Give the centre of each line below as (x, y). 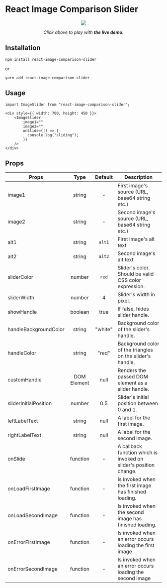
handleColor (22, 353)
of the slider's (134, 330)
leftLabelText (23, 421)
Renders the (132, 370)
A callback (130, 447)
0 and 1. (127, 410)
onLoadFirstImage (29, 489)
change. (127, 471)
